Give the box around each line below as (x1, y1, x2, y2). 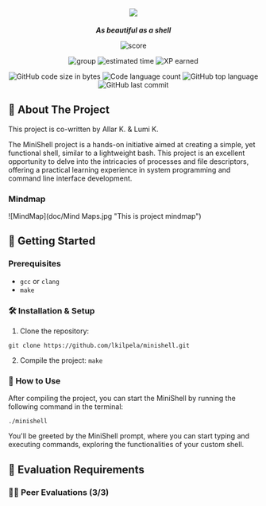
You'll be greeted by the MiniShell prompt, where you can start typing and (8, 431, 250, 441)
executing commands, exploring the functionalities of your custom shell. (8, 440, 245, 450)
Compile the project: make (19, 356, 103, 365)
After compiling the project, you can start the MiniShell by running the (8, 394, 236, 403)
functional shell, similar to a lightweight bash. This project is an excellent (8, 148, 245, 158)
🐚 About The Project (8, 103, 110, 117)
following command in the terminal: (8, 402, 124, 411)
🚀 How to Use (8, 375, 61, 386)
